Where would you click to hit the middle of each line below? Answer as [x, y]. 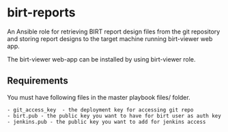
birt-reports [41, 13]
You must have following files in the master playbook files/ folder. [99, 97]
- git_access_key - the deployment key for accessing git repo [100, 110]
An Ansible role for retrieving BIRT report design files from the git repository [114, 31]
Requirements [38, 81]
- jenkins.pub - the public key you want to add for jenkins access [106, 122]
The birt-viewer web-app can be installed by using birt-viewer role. [101, 59]
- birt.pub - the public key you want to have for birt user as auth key [114, 116]
